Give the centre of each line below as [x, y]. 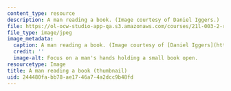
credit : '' [29, 52]
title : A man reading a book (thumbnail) [67, 70]
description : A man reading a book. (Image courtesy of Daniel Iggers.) [113, 20]
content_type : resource [41, 13]
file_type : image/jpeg [40, 32]
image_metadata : [30, 39]
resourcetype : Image [37, 64]
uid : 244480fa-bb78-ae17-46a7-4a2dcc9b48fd [70, 77]
